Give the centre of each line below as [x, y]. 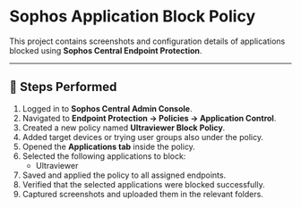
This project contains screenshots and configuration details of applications [147, 41]
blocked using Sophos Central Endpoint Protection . [106, 50]
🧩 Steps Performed [63, 87]
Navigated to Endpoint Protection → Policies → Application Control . [149, 118]
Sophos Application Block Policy [133, 17]
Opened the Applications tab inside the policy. [108, 146]
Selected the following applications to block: [104, 156]
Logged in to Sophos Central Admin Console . [107, 108]
